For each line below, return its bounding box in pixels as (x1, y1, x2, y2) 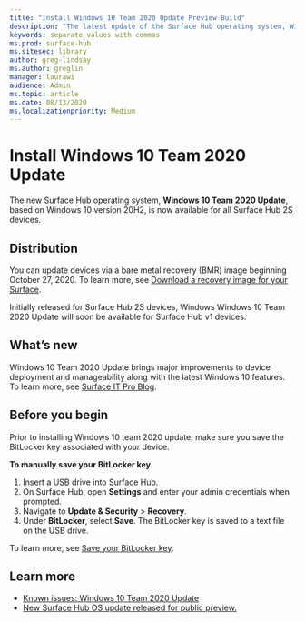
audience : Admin (9, 81, 71, 90)
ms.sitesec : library (9, 47, 88, 56)
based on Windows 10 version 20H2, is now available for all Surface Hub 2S (9, 205, 293, 216)
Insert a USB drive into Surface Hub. (22, 477, 159, 487)
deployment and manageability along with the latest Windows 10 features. (9, 371, 286, 382)
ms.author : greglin (9, 65, 84, 74)
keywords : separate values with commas (9, 30, 161, 39)
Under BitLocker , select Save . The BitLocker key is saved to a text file (22, 515, 285, 526)
